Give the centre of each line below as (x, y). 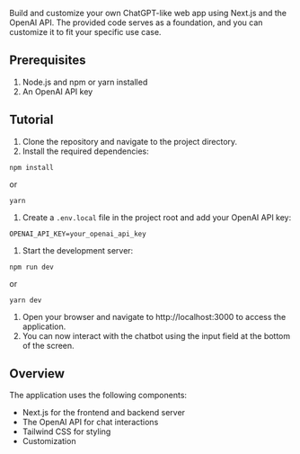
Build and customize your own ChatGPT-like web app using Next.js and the (148, 13)
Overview (37, 374)
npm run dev (31, 267)
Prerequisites (48, 61)
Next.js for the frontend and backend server (104, 413)
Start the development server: (78, 250)
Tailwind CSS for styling (66, 432)
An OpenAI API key (57, 91)
